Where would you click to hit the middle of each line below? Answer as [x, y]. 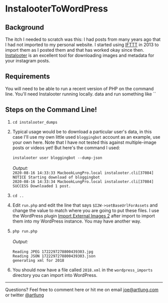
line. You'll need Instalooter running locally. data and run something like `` [81, 94]
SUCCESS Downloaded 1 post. [41, 186]
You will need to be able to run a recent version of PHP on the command [79, 88]
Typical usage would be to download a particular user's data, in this [82, 132]
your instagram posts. [28, 61]
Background [24, 27]
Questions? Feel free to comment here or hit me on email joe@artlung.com [82, 289]
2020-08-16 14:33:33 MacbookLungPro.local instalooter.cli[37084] [83, 173]
